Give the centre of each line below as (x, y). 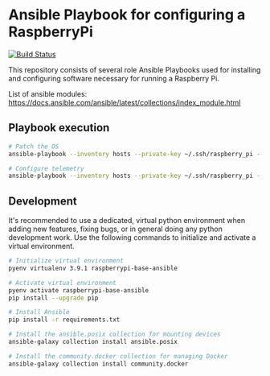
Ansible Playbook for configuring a (127, 15)
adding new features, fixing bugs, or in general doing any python (115, 229)
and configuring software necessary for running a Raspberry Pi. (114, 78)
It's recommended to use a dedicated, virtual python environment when (127, 221)
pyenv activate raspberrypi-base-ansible (79, 290)
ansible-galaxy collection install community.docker (98, 364)
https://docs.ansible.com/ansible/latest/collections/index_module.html (125, 102)
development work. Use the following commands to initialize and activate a (132, 238)
